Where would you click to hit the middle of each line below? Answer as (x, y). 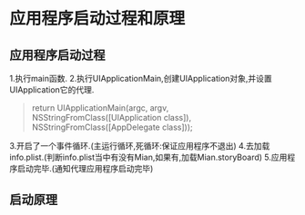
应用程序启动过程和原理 (97, 19)
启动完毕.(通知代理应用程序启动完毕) (85, 168)
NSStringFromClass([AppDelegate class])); (112, 127)
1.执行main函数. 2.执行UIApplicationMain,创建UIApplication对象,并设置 (141, 78)
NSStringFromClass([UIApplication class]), (112, 117)
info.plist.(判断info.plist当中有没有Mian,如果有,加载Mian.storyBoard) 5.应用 (148, 157)
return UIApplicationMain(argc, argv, (100, 108)
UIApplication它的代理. (52, 90)
